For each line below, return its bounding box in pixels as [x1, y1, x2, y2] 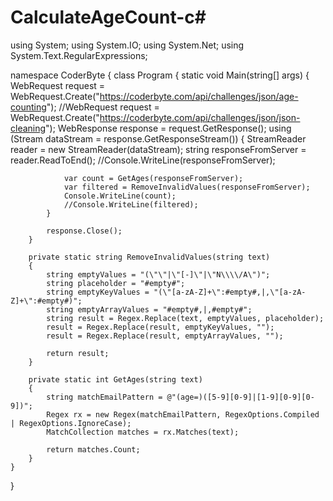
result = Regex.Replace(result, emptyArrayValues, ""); [46, 331, 284, 341]
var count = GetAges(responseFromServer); [63, 173, 244, 183]
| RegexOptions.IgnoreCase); [10, 418, 132, 428]
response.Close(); [46, 226, 123, 236]
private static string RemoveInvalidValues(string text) [28, 252, 271, 262]
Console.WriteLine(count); [63, 191, 177, 201]
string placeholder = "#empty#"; [46, 278, 186, 288]
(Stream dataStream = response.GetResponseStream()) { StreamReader [10, 132, 307, 145]
